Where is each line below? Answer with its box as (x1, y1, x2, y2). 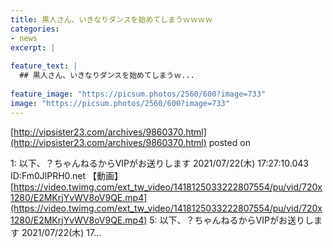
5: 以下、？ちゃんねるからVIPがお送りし (149, 214, 314, 226)
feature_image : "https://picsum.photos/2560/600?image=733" (10, 89, 267, 99)
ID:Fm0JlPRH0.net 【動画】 (10, 169, 124, 181)
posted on (208, 136, 251, 148)
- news (10, 33, 38, 43)
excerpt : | (10, 42, 56, 53)
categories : (10, 24, 60, 34)
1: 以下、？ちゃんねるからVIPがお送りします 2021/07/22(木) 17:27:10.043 (10, 157, 309, 169)
